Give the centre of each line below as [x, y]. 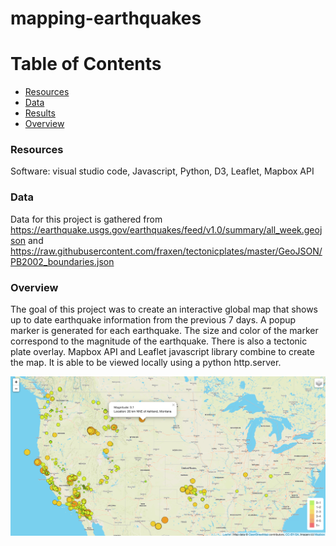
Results [40, 113]
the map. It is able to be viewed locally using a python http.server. [146, 363]
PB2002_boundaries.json [62, 261]
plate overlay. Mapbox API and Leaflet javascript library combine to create [162, 352]
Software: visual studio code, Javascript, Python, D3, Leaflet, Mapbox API [162, 171]
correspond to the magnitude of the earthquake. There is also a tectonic [159, 341]
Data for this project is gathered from [86, 219]
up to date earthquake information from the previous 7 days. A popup [153, 320]
